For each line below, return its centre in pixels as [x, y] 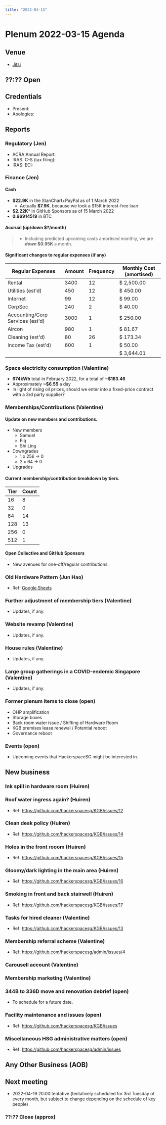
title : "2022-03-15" [26, 10]
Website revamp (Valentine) [39, 624]
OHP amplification [31, 712]
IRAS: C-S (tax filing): [34, 159]
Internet [17, 299]
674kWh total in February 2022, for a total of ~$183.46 [69, 379]
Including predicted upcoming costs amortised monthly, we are [89, 239]
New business [27, 772]
